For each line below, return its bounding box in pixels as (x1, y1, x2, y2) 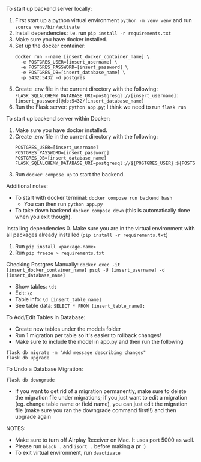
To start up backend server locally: (6, 5, 92, 12)
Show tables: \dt (14, 283, 57, 290)
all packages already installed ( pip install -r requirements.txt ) (6, 231, 168, 238)
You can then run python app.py (23, 200, 103, 208)
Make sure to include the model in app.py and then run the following (14, 338, 184, 345)
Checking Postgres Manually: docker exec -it (6, 261, 121, 268)
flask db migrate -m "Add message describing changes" (6, 350, 146, 356)
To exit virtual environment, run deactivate (14, 449, 121, 456)
